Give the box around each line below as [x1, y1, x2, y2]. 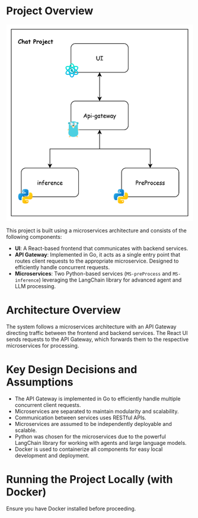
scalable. [14, 427, 37, 434]
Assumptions [6, 375, 74, 389]
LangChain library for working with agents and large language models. [14, 439, 187, 446]
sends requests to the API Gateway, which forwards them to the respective [6, 336, 189, 343]
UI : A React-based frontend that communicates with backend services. [14, 245, 189, 252]
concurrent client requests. [14, 401, 81, 408]
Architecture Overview [6, 303, 121, 317]
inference [14, 277, 40, 283]
